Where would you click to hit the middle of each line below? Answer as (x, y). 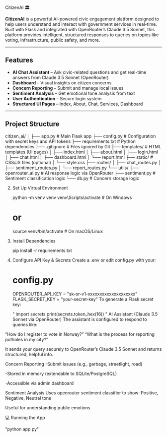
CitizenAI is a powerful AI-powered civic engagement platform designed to (82, 19)
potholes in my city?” (27, 339)
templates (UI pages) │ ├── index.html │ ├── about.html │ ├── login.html (82, 152)
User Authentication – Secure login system (57, 98)
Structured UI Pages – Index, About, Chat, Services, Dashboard (78, 104)
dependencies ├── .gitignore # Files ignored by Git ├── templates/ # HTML (83, 146)
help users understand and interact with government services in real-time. (81, 24)
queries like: (25, 324)
